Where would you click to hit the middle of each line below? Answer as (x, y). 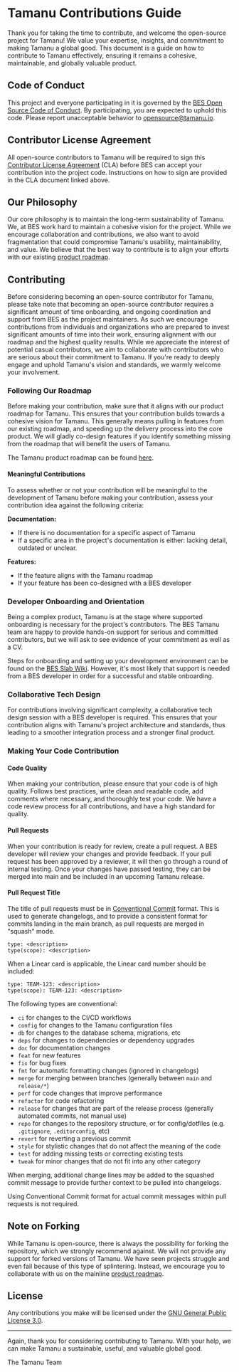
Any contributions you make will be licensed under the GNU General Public (117, 1313)
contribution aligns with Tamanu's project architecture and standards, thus (116, 725)
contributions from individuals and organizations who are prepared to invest (118, 327)
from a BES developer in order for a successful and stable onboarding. (111, 676)
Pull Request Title (34, 893)
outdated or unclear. (47, 548)
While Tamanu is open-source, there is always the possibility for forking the (118, 1243)
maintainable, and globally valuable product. (72, 63)
